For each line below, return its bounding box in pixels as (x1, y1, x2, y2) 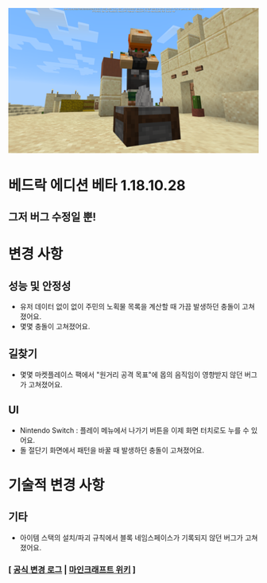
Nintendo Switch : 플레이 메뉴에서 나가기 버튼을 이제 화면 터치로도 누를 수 (19, 426, 250, 435)
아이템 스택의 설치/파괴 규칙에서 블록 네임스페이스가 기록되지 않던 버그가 (19, 533, 244, 542)
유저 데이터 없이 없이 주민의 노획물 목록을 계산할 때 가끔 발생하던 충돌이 (19, 301, 241, 311)
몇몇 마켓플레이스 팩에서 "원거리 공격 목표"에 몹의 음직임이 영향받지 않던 (19, 370, 243, 379)
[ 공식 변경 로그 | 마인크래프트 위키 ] (8, 565, 137, 576)
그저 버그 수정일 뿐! (8, 210, 97, 223)
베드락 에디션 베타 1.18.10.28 (8, 176, 186, 194)
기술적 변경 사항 (8, 476, 105, 494)
